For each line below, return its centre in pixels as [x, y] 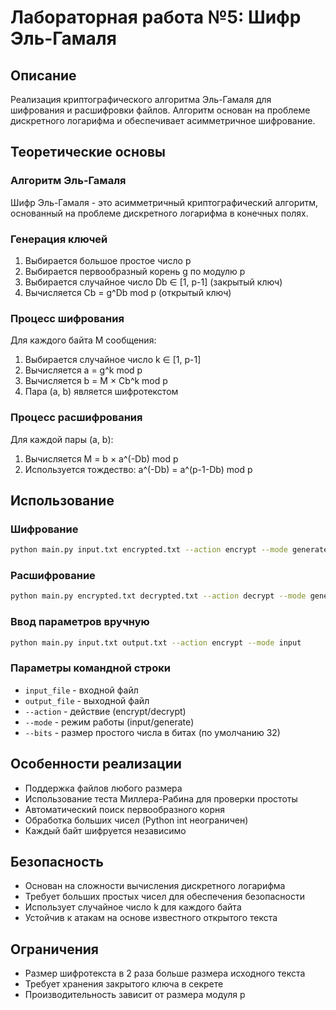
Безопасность [57, 861]
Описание [43, 75]
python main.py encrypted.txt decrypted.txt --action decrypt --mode [158, 596]
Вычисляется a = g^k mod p [83, 370]
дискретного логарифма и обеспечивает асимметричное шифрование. [163, 120]
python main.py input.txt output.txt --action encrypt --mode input [156, 642]
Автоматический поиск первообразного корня [125, 809]
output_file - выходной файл [87, 700]
